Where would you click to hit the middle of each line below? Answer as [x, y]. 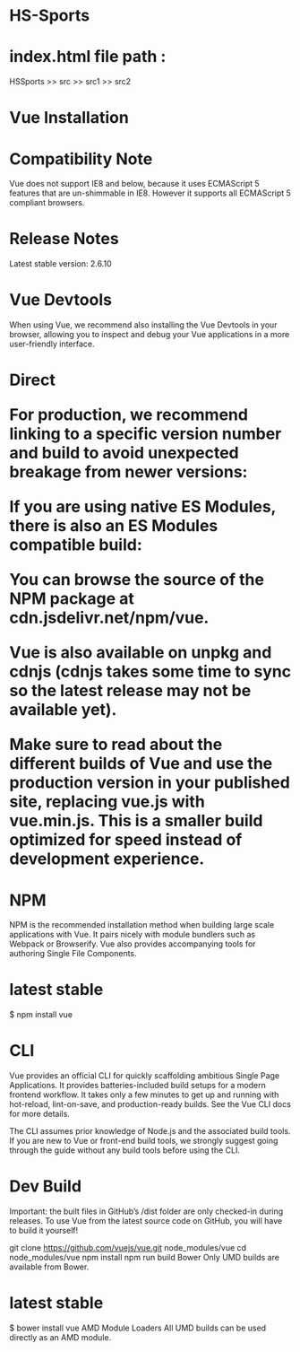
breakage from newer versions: [129, 472]
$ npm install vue [41, 1015]
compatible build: [76, 545]
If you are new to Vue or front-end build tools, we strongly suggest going [144, 1141]
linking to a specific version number [146, 434]
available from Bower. [49, 1267]
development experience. [107, 859]
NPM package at [72, 599]
